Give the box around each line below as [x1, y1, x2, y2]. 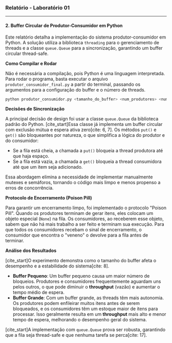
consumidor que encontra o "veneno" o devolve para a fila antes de [5, 232, 148, 238]
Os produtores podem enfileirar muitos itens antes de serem [12, 300, 140, 306]
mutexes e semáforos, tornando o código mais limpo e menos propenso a [5, 179, 161, 186]
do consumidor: [5, 138, 39, 144]
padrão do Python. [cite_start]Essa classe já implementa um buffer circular [5, 121, 163, 128]
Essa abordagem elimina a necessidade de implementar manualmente [5, 174, 153, 180]
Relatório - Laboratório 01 [5, 4, 70, 11]
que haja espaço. [12, 153, 50, 159]
